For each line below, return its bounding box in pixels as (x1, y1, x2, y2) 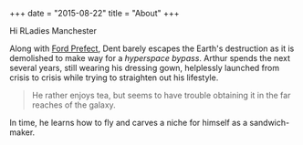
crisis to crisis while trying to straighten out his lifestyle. (9, 72, 219, 83)
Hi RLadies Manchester (9, 26, 98, 36)
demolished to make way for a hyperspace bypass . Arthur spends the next (9, 53, 290, 63)
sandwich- (249, 118, 290, 128)
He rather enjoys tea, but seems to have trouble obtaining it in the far (31, 90, 291, 100)
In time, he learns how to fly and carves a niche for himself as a (9, 118, 248, 128)
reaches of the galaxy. (31, 99, 116, 110)
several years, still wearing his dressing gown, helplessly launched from (9, 63, 280, 73)
